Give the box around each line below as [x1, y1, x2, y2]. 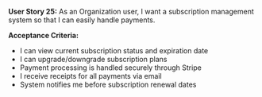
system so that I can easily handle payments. [8, 15, 156, 25]
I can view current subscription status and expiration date [19, 46, 209, 55]
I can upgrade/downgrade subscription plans [19, 55, 168, 64]
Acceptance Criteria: [8, 31, 79, 40]
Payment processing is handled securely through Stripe [19, 63, 202, 72]
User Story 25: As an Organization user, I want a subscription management [8, 7, 254, 16]
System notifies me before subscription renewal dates [19, 80, 197, 89]
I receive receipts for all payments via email [19, 72, 162, 80]
